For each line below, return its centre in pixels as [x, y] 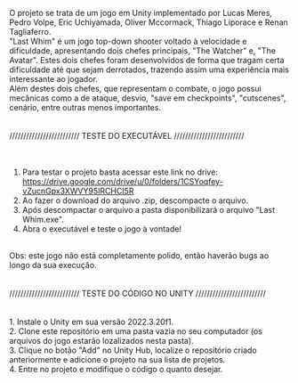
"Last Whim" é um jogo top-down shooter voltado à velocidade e [128, 41]
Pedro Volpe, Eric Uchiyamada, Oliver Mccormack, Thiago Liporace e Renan [149, 22]
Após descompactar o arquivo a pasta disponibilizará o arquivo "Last [149, 210]
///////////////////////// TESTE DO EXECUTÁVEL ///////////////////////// [127, 136]
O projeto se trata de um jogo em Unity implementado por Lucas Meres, [141, 13]
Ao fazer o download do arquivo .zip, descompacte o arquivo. [135, 200]
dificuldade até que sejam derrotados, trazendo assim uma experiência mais [149, 69]
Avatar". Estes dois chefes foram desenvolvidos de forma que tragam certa [147, 60]
